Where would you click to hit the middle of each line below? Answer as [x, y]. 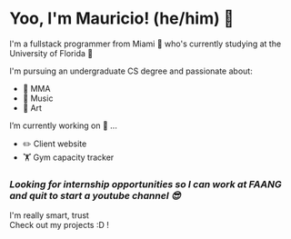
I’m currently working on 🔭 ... [64, 125]
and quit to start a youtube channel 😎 [95, 195]
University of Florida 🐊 [51, 53]
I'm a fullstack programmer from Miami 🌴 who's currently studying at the [145, 44]
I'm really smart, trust [49, 215]
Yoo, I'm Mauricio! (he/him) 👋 [122, 19]
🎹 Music [38, 98]
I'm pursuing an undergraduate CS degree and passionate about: [131, 71]
